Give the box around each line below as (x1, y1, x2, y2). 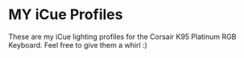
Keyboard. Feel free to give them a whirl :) (8, 40, 147, 49)
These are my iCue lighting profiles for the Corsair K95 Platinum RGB (8, 32, 237, 41)
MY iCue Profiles (8, 6, 123, 24)
